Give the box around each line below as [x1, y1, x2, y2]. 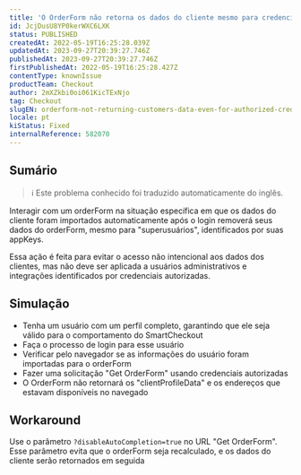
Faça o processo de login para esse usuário [21, 339, 185, 350]
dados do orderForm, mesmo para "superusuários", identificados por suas [9, 224, 284, 235]
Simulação [9, 297, 70, 312]
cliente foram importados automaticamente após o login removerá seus [9, 214, 273, 225]
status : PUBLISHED [9, 30, 78, 39]
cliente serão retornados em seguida [9, 455, 145, 466]
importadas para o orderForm [21, 358, 132, 368]
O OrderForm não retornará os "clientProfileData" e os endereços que [21, 377, 280, 388]
